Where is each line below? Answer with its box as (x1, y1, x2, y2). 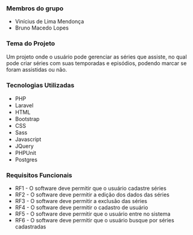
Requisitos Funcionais (6, 171, 72, 179)
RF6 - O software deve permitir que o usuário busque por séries (14, 217, 175, 224)
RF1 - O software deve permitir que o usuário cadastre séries (14, 185, 167, 192)
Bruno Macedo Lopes (14, 24, 69, 31)
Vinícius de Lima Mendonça (14, 18, 84, 25)
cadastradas (14, 223, 46, 230)
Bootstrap (14, 115, 40, 122)
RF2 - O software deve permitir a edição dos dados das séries (14, 191, 170, 198)
